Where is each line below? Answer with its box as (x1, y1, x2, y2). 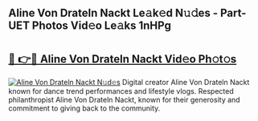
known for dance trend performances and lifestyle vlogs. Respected (8, 87, 235, 95)
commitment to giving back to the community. (8, 103, 161, 113)
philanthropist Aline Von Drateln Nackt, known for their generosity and (8, 95, 240, 104)
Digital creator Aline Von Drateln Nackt (121, 78, 250, 87)
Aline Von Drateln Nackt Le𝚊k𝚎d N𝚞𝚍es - (8, 6, 219, 20)
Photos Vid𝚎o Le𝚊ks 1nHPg (31, 19, 171, 33)
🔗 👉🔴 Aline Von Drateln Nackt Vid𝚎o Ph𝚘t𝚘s (8, 52, 237, 66)
